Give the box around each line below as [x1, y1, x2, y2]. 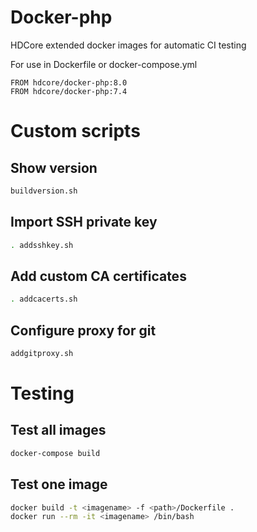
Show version [10, 159, 98, 176]
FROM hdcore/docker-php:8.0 [10, 77, 128, 88]
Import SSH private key [10, 214, 158, 231]
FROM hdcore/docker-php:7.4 [10, 86, 128, 96]
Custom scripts [10, 120, 141, 143]
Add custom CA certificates [10, 267, 187, 285]
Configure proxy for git [10, 322, 157, 339]
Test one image [10, 476, 108, 493]
